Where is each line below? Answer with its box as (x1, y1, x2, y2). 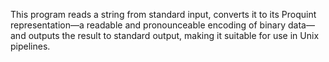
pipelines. (10, 40, 51, 52)
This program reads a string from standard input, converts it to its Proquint (10, 9, 317, 20)
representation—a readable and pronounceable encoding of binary (10, 19, 287, 31)
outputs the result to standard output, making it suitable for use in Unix (28, 30, 320, 41)
